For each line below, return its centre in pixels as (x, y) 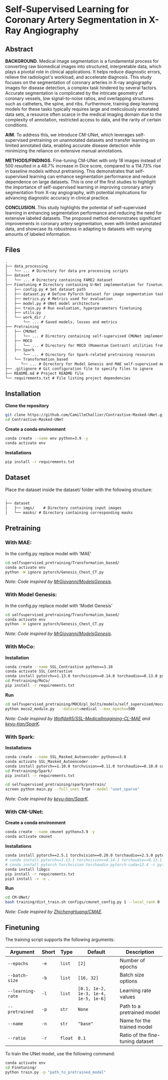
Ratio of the (133, 1035)
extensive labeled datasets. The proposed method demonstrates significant (83, 218)
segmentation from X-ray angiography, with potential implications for (76, 192)
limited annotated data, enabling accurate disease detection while (73, 145)
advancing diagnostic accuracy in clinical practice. (57, 198)
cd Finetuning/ (21, 1067)
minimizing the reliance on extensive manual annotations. (64, 151)
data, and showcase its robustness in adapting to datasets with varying (78, 229)
